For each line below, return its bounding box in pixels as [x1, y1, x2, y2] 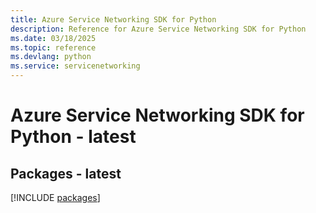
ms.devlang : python [10, 52, 92, 62]
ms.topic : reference [10, 42, 97, 53]
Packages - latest [10, 165, 122, 182]
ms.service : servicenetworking [10, 61, 141, 71]
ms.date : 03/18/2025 [10, 33, 97, 43]
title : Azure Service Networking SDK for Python [10, 14, 217, 25]
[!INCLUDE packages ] [10, 192, 101, 203]
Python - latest [10, 126, 137, 148]
